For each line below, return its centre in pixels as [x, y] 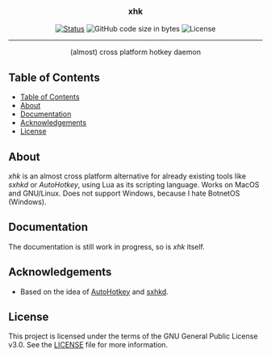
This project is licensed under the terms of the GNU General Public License [133, 336]
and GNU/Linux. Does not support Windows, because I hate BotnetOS [124, 193]
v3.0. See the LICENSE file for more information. [88, 345]
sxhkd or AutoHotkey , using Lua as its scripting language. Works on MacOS [134, 184]
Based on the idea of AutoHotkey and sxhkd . [94, 292]
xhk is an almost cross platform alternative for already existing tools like [127, 176]
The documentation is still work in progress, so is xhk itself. [107, 246]
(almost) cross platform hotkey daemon [135, 52]
